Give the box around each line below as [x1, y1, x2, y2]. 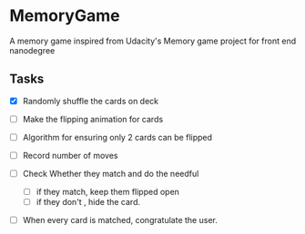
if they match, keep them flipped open [36, 187, 180, 198]
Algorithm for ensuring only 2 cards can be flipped [22, 132, 212, 142]
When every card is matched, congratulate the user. [22, 215, 219, 226]
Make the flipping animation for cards [22, 113, 164, 124]
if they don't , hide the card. [36, 197, 141, 208]
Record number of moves [22, 150, 118, 161]
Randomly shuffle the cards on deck [22, 95, 159, 106]
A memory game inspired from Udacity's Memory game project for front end [9, 35, 297, 46]
